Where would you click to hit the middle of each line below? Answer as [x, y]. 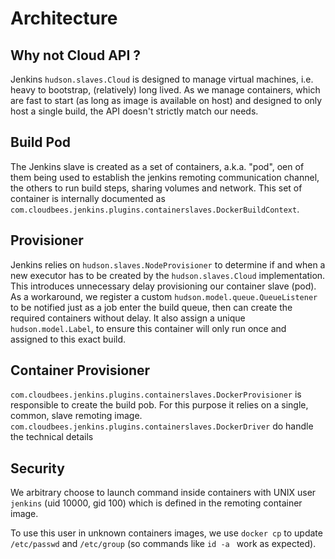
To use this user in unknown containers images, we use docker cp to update [166, 533]
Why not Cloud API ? [76, 55]
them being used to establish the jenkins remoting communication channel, [165, 177]
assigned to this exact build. [68, 339]
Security [37, 468]
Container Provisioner [80, 370]
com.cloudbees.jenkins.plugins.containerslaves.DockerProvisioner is [156, 394]
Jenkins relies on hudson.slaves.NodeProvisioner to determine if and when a [168, 264]
